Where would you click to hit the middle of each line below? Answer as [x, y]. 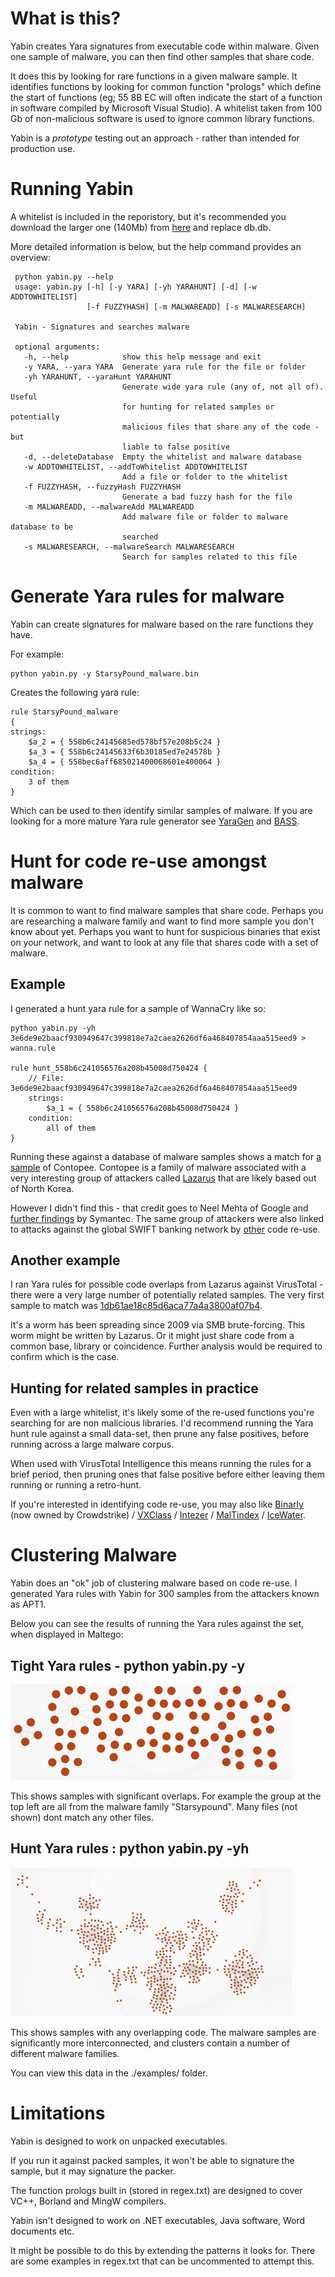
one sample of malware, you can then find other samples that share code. [162, 56]
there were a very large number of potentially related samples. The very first [167, 1295]
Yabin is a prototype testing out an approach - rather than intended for [155, 138]
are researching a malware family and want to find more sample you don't [162, 921]
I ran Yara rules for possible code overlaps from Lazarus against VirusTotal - [167, 1284]
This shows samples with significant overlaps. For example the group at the [166, 1796]
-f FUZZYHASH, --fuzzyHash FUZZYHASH [102, 487]
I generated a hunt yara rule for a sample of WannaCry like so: [138, 1008]
